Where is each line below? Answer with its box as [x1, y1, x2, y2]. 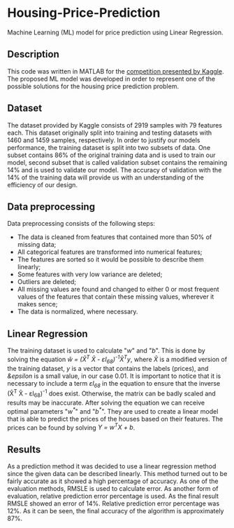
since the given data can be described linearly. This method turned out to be [7, 470, 228, 478]
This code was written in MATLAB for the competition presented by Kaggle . [7, 67, 224, 75]
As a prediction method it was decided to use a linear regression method [7, 462, 217, 471]
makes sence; [17, 300, 58, 309]
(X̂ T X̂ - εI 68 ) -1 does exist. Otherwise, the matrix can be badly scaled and [7, 388, 217, 399]
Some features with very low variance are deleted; [17, 270, 163, 278]
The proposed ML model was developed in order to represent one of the [7, 74, 215, 83]
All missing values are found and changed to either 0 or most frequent [17, 285, 219, 294]
